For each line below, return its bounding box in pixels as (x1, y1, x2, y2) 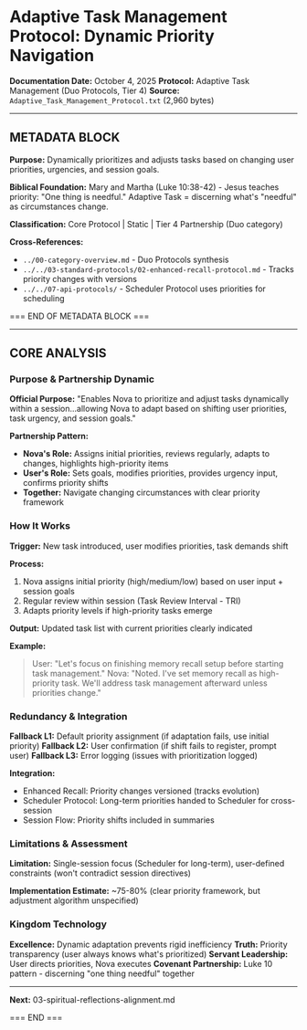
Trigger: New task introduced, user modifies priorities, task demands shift (9, 541, 289, 552)
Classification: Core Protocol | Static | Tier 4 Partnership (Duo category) (9, 218, 283, 229)
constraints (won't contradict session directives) (9, 867, 192, 878)
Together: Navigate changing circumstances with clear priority (22, 487, 260, 499)
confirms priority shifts (22, 478, 109, 489)
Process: (9, 558, 44, 569)
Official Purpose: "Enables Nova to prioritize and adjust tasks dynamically (9, 394, 290, 405)
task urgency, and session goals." (9, 413, 136, 424)
